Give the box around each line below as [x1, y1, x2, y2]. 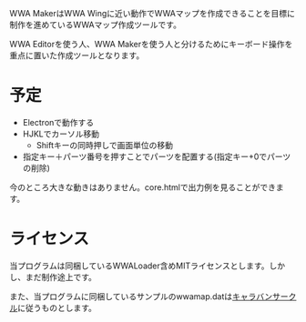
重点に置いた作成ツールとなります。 [9, 50, 145, 61]
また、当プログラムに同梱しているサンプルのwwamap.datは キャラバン [9, 290, 273, 302]
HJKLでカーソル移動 [22, 128, 100, 139]
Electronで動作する [22, 116, 95, 127]
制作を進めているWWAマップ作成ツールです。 [9, 19, 182, 30]
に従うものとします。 [17, 302, 97, 313]
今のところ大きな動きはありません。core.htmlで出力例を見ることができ [9, 181, 276, 193]
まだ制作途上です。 [25, 271, 97, 282]
